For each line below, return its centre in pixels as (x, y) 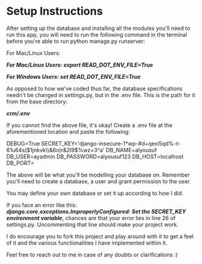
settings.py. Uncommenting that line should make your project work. (92, 224)
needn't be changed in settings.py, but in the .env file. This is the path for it (101, 95)
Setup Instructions (54, 11)
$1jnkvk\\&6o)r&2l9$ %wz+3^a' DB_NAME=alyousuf (92, 150)
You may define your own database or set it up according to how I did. (95, 193)
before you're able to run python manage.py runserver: (76, 41)
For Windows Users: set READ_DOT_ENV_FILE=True (73, 76)
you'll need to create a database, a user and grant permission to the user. (99, 181)
